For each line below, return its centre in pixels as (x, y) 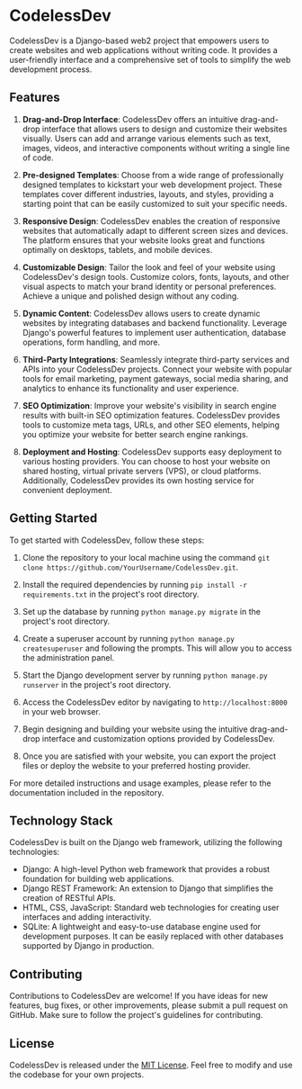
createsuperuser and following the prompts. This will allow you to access (157, 648)
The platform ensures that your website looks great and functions (143, 240)
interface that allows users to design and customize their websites (164, 129)
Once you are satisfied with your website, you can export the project (149, 756)
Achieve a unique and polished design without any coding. (131, 296)
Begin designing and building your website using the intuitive (135, 729)
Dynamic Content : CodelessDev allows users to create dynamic (141, 313)
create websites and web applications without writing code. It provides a (144, 49)
